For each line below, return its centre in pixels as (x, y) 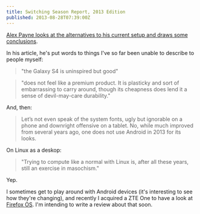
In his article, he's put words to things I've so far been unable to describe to (100, 53)
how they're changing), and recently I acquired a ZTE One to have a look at (100, 198)
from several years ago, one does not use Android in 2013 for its (101, 132)
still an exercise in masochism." (60, 168)
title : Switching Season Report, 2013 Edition (66, 12)
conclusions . (22, 41)
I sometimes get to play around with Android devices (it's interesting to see (99, 192)
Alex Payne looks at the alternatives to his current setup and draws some (97, 34)
